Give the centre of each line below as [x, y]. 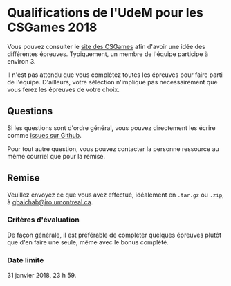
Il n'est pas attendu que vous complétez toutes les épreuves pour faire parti [115, 75]
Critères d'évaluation [43, 220]
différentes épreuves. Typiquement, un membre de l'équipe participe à [108, 54]
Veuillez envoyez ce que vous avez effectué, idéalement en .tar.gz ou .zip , [116, 195]
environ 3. [21, 61]
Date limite [26, 260]
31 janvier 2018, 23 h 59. [42, 276]
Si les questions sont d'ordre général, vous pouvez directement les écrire [111, 128]
